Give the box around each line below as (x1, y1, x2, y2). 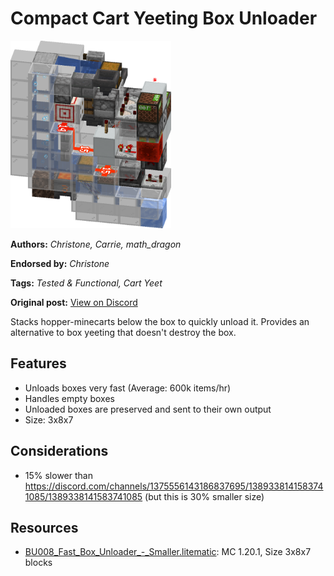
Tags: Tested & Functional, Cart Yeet (10, 277, 163, 289)
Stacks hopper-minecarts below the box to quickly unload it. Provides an (10, 315, 310, 327)
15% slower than (24, 469, 93, 481)
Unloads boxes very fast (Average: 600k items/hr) (24, 382, 232, 394)
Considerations (10, 443, 109, 460)
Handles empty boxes (24, 392, 115, 404)
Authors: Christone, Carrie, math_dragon (10, 238, 182, 250)
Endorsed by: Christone (10, 257, 110, 269)
